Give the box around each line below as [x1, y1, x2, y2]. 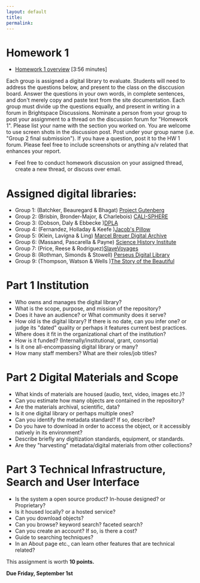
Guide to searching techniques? [14, 534, 94, 541]
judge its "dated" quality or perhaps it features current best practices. [14, 324, 187, 331]
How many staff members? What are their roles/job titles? [14, 350, 157, 357]
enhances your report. [6, 148, 62, 155]
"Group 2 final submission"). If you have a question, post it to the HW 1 [6, 135, 180, 142]
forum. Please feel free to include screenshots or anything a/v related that [6, 141, 189, 148]
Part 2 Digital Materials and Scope [6, 371, 178, 385]
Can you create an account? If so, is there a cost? [14, 527, 138, 535]
